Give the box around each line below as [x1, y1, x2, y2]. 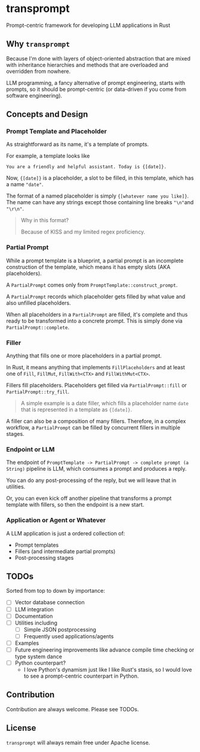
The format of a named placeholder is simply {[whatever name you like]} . [6, 192, 189, 199]
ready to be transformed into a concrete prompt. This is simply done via [6, 317, 183, 325]
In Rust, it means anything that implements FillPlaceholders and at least [6, 364, 185, 371]
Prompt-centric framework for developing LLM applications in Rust [6, 22, 171, 29]
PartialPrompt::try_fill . [6, 388, 70, 395]
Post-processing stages [14, 554, 74, 561]
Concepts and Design [6, 110, 88, 120]
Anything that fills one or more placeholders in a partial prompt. [6, 352, 162, 359]
